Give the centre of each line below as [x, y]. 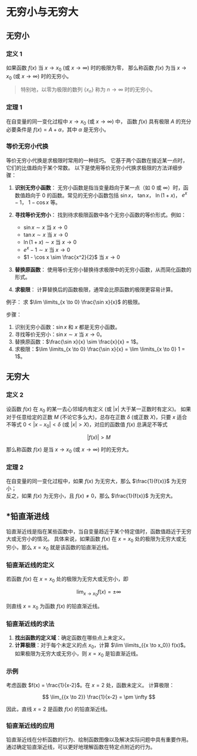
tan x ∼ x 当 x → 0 [46, 235]
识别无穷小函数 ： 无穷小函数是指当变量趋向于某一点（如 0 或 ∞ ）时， [99, 187]
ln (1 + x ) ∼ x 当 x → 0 [50, 242]
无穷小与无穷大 [42, 12]
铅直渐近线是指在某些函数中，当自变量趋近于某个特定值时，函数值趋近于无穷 [99, 532]
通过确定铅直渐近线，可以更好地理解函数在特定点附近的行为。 [81, 747]
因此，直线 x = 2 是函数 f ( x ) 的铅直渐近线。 [58, 709]
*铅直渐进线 [28, 516]
